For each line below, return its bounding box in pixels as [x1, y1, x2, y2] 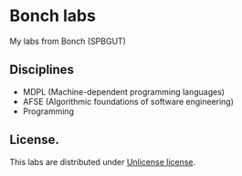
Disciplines [9, 62, 75, 78]
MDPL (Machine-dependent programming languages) [22, 86, 226, 97]
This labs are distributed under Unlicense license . [9, 156, 196, 167]
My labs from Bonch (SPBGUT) [9, 36, 126, 47]
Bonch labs [9, 5, 96, 26]
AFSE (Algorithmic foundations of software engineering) [22, 96, 235, 107]
